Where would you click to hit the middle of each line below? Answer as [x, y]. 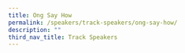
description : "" [35, 30]
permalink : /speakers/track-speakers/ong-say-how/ [93, 23]
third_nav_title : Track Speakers [63, 37]
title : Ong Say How [40, 15]
